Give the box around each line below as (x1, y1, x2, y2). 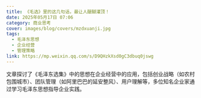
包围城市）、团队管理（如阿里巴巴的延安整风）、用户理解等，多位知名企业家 (6, 78, 190, 85)
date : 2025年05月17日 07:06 (6, 14, 74, 20)
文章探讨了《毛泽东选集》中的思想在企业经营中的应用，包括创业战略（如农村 (6, 70, 195, 78)
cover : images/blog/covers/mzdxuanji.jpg (6, 25, 111, 32)
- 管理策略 (11, 48, 35, 54)
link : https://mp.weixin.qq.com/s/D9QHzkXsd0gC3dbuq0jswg (6, 53, 154, 59)
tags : (6, 31, 20, 37)
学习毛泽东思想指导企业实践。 (11, 85, 85, 93)
